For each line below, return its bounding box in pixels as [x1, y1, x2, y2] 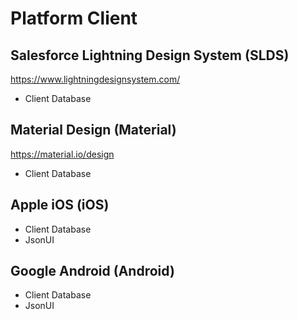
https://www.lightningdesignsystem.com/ [10, 73, 181, 85]
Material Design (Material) [10, 122, 177, 139]
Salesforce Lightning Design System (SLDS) [10, 47, 290, 64]
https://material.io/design [10, 148, 115, 160]
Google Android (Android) [10, 263, 175, 280]
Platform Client [10, 7, 138, 30]
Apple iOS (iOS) [10, 197, 110, 214]
